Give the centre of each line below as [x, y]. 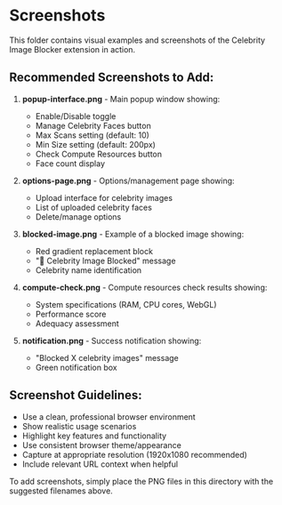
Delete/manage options [78, 216]
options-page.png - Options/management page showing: [128, 180]
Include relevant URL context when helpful [100, 464]
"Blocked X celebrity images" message [107, 357]
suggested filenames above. [61, 491]
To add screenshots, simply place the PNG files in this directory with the [141, 481]
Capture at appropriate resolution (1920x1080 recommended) [134, 454]
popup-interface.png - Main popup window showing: [121, 99]
